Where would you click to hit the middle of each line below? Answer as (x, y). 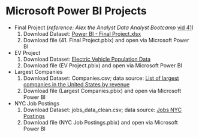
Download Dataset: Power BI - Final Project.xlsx (82, 33)
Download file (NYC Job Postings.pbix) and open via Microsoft (100, 122)
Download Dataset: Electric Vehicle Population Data (87, 59)
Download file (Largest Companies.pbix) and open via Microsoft (102, 91)
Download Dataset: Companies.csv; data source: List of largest (101, 78)
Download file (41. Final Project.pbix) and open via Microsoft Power (106, 40)
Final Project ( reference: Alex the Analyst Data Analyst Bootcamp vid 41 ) (104, 27)
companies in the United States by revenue (76, 84)
